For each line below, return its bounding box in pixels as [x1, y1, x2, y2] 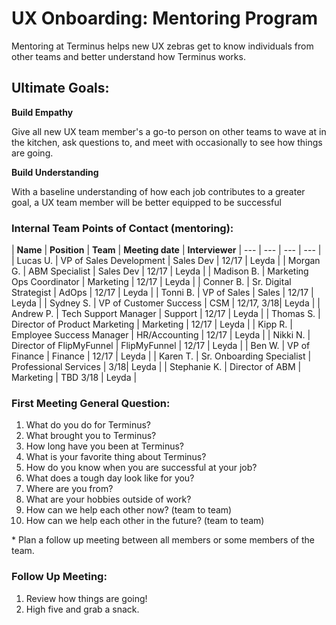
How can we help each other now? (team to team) [25, 504, 233, 516]
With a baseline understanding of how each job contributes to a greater [11, 185, 306, 197]
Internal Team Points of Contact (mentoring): [11, 221, 234, 235]
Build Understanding [11, 166, 99, 178]
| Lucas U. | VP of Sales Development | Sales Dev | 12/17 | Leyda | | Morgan [11, 255, 321, 267]
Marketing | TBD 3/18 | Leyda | [11, 372, 138, 384]
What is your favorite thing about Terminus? [25, 451, 207, 463]
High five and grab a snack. [25, 603, 140, 615]
